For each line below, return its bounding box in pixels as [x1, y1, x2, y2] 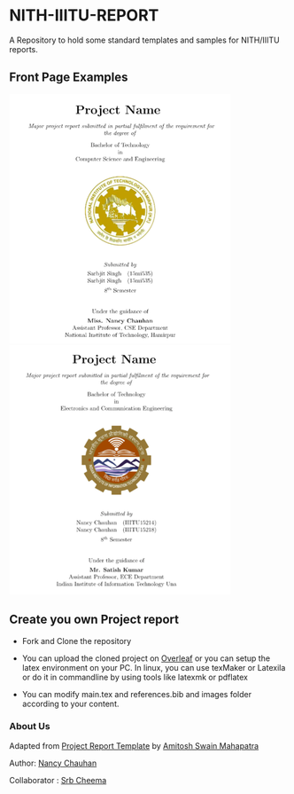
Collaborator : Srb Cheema [9, 774, 107, 785]
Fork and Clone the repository [21, 635, 132, 646]
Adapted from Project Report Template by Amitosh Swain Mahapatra [9, 740, 259, 751]
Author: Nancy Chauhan [9, 758, 97, 768]
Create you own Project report [9, 612, 180, 627]
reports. [9, 43, 38, 54]
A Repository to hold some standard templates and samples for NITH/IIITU [9, 35, 281, 45]
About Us [9, 720, 50, 733]
